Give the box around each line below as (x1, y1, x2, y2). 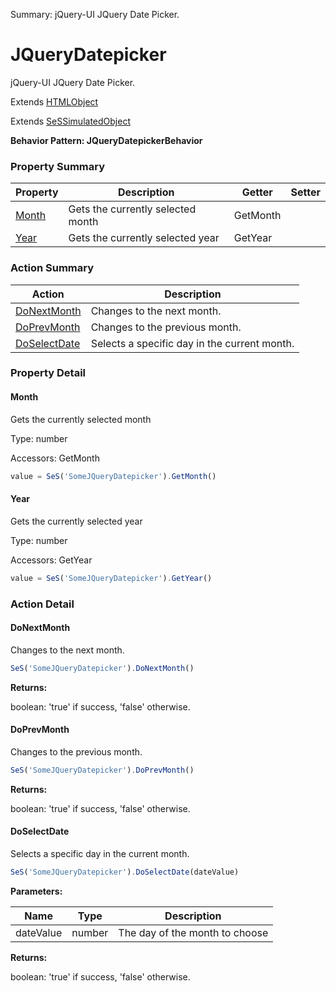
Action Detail (10, 597, 75, 611)
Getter (241, 185, 273, 199)
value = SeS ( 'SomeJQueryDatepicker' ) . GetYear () (10, 573, 213, 583)
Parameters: (10, 885, 63, 897)
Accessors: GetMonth (10, 452, 100, 464)
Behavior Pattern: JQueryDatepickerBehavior (10, 134, 203, 146)
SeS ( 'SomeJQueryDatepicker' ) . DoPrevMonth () (10, 765, 195, 775)
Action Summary (10, 261, 94, 275)
